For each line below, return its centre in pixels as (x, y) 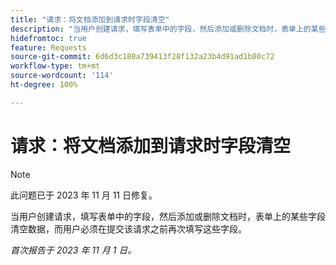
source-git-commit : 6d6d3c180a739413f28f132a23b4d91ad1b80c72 (142, 57)
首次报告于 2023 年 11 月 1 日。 (73, 250)
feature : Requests (48, 47)
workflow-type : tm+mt (55, 66)
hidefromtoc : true (48, 38)
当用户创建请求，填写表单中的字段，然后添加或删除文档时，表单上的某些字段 (168, 216)
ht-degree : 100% (44, 85)
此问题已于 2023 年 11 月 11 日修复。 (84, 195)
